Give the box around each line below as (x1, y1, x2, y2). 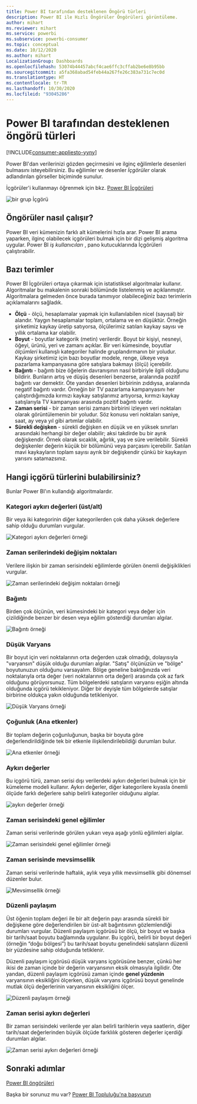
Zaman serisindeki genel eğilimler (6, 815, 106, 824)
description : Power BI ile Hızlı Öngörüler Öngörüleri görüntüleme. (6, 14, 178, 20)
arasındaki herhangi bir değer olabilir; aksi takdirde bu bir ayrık (14, 430, 167, 437)
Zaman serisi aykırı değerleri (6, 1009, 90, 1017)
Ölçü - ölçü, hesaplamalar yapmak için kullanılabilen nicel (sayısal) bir (14, 310, 184, 318)
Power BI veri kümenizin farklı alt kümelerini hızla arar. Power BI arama (6, 228, 177, 235)
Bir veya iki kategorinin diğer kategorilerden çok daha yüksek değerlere (6, 516, 180, 523)
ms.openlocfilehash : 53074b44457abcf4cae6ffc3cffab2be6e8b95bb (6, 63, 165, 70)
